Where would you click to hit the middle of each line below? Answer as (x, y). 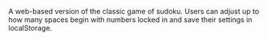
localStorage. (30, 28)
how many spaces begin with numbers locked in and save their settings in (130, 20)
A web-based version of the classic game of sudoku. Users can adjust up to (134, 11)
